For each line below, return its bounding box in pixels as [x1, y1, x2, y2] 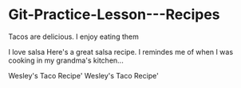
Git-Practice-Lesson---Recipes [8, 6, 221, 24]
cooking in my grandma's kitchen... [8, 55, 124, 65]
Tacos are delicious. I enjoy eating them [8, 32, 140, 41]
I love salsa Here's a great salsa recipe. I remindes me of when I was [8, 47, 234, 56]
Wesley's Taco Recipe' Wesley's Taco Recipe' [8, 71, 160, 80]
